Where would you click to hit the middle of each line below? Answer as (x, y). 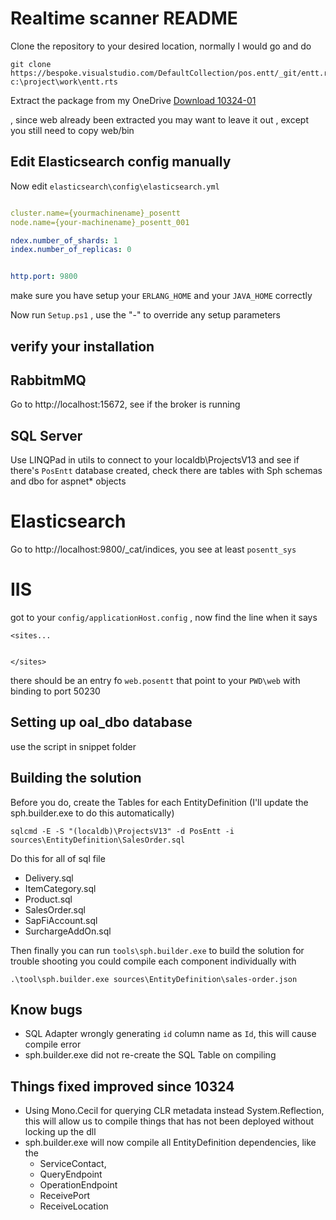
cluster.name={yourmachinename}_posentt (96, 213)
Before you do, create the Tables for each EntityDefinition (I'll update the (159, 802)
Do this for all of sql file (58, 858)
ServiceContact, (73, 1164)
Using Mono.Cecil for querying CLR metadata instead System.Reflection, (174, 1111)
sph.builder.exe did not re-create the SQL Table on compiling (150, 1055)
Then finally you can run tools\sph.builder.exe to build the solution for (157, 950)
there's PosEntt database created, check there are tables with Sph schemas (166, 471)
